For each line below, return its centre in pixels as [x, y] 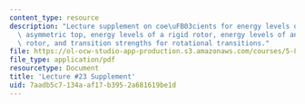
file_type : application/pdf [63, 60]
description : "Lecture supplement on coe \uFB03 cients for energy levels [150, 26]
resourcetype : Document [54, 69]
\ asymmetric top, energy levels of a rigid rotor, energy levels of [152, 34]
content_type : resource [54, 18]
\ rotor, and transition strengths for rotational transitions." [144, 43]
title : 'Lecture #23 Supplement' [73, 77]
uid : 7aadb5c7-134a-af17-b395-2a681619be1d [93, 85]
